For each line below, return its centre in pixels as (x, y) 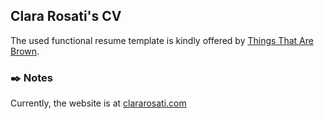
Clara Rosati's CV (66, 16)
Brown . (25, 51)
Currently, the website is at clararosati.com (98, 103)
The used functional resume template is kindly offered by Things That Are (162, 40)
